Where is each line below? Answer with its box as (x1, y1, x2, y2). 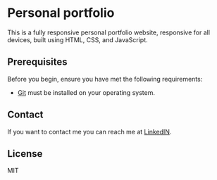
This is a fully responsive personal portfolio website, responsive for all (7, 28, 210, 37)
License (7, 148, 43, 160)
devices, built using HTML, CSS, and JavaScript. (7, 35, 148, 44)
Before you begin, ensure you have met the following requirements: (7, 75, 203, 83)
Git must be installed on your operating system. (17, 88, 155, 96)
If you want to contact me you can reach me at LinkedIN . (7, 127, 172, 136)
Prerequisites (7, 56, 68, 68)
